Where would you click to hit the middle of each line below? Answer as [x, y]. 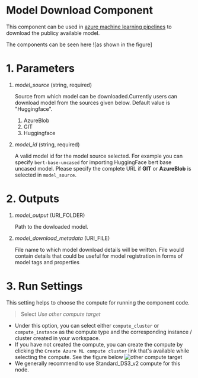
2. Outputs [33, 199]
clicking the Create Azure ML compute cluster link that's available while [102, 351]
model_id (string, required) [47, 144]
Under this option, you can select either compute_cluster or [87, 325]
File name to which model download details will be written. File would [99, 249]
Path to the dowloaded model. [52, 226]
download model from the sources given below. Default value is [92, 102]
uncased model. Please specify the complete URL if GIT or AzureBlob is [103, 168]
